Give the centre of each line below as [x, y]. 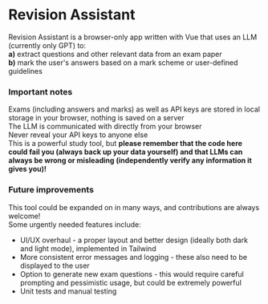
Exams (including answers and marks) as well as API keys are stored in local [134, 109]
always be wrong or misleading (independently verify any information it [130, 160]
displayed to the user [55, 265]
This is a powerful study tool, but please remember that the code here [126, 144]
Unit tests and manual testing [68, 291]
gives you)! [27, 169]
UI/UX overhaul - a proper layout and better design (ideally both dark [134, 240]
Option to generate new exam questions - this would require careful [132, 274]
